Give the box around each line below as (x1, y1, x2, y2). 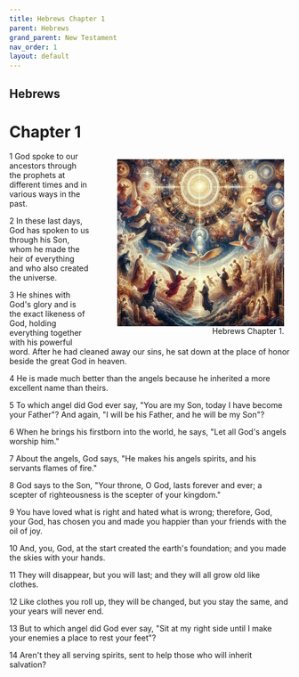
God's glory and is (9, 299, 77, 310)
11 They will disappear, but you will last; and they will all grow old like (9, 570, 261, 581)
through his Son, (9, 234, 70, 245)
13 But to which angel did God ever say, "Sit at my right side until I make (9, 624, 272, 634)
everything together (9, 328, 83, 338)
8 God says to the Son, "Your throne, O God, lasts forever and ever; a (9, 480, 263, 491)
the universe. (9, 273, 58, 283)
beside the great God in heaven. (9, 356, 127, 367)
